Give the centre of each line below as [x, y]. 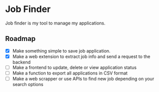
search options [28, 84]
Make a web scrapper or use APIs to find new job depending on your [83, 79]
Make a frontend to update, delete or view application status [74, 67]
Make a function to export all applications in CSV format [70, 73]
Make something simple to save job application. [61, 50]
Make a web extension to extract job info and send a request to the [81, 56]
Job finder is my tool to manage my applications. [55, 23]
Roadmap [20, 39]
